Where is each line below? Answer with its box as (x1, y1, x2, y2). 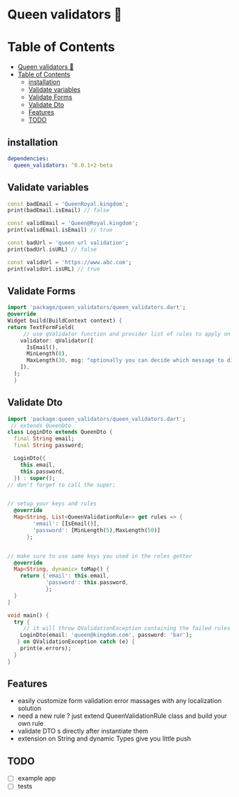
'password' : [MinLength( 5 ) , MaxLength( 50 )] (33, 526, 161, 533)
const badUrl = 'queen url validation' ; (7, 239, 129, 246)
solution (17, 704, 41, 713)
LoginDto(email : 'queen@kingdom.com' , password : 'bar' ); (20, 632, 193, 639)
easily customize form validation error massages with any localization (17, 697, 222, 705)
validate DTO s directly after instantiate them (17, 726, 149, 736)
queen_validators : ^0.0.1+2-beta (14, 162, 113, 169)
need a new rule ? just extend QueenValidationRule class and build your (17, 712, 228, 720)
